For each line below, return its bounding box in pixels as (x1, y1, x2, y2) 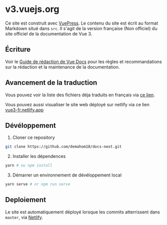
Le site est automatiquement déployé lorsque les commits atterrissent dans (5, 209, 160, 215)
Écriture (5, 45, 31, 54)
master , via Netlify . (5, 214, 43, 220)
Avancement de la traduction (5, 79, 97, 87)
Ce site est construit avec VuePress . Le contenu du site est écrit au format (5, 20, 158, 26)
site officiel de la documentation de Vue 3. (5, 31, 92, 37)
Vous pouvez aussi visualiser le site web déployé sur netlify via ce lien (5, 101, 150, 107)
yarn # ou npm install (5, 163, 52, 168)
